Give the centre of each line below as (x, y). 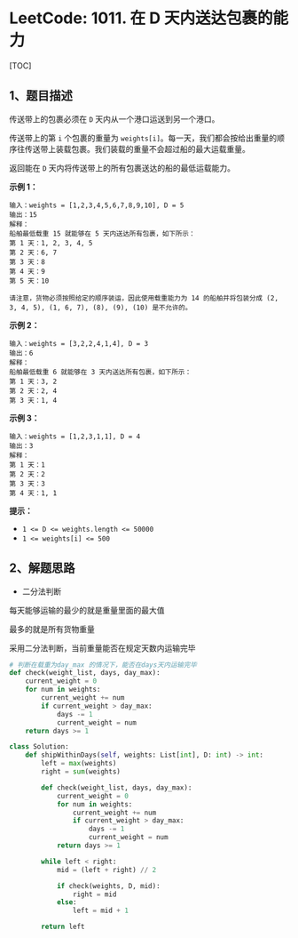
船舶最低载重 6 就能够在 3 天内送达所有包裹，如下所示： (101, 372)
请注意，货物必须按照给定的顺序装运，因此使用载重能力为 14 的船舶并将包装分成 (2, (144, 298)
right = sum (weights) (81, 772)
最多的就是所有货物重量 (52, 629)
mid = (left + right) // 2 (106, 870)
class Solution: (39, 747)
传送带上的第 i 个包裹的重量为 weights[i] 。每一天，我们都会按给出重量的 (143, 138)
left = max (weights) (79, 764)
